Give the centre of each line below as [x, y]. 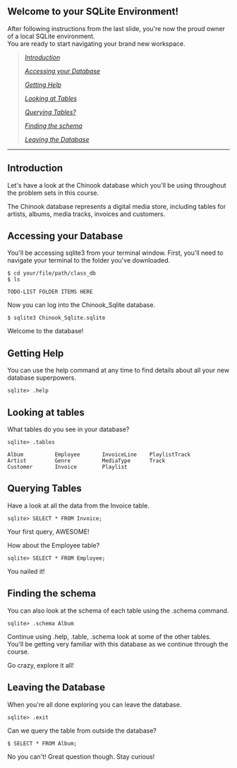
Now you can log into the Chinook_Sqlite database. [81, 305]
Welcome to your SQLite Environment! [93, 12]
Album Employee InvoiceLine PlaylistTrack [99, 455]
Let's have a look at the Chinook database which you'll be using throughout [117, 185]
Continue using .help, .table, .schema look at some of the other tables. [109, 636]
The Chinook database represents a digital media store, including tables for [117, 206]
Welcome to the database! [45, 331]
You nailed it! [26, 571]
